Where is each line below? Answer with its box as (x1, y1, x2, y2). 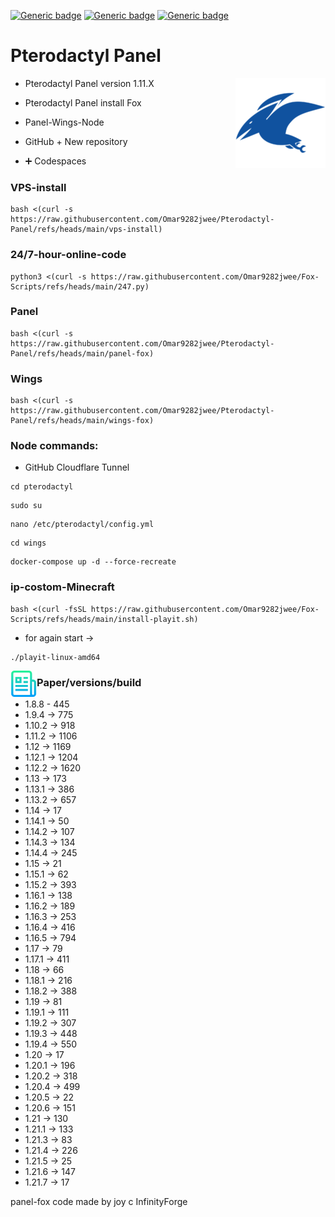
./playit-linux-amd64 (10, 652, 101, 662)
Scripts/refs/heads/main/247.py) (10, 281, 150, 292)
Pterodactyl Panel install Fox (24, 96, 142, 109)
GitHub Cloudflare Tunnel (24, 461, 130, 474)
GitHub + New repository (24, 135, 128, 147)
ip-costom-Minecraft (10, 580, 115, 594)
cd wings (10, 538, 47, 549)
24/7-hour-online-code (10, 248, 127, 262)
